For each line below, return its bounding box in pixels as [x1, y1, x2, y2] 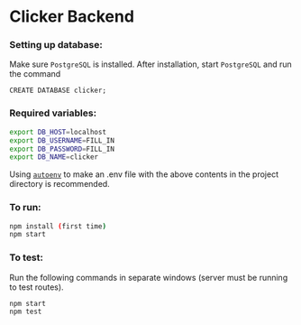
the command [9, 69, 61, 79]
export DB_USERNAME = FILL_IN [9, 135, 115, 145]
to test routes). [9, 282, 65, 292]
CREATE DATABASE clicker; [9, 86, 106, 96]
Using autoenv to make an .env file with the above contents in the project [9, 169, 279, 180]
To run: [9, 201, 42, 214]
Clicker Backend [9, 6, 135, 27]
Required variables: [9, 107, 97, 119]
